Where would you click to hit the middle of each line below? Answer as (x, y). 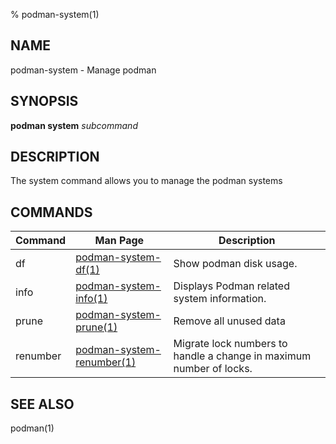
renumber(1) (106, 362)
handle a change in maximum (242, 356)
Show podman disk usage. (235, 264)
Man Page (119, 241)
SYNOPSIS (44, 101)
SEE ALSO (42, 404)
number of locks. (213, 369)
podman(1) (32, 428)
